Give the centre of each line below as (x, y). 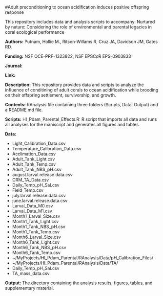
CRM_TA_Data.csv (31, 180)
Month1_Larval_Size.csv (36, 216)
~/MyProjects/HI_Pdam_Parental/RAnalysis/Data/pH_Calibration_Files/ (83, 258)
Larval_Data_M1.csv (32, 211)
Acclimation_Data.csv (34, 154)
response (15, 12)
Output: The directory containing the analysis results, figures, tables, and (79, 283)
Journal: (14, 66)
